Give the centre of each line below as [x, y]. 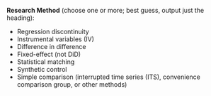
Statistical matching [46, 62]
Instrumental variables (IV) [56, 39]
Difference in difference [51, 47]
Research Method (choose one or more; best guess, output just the [105, 10]
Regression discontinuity [53, 32]
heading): [21, 18]
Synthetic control [42, 69]
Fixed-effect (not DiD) [49, 54]
